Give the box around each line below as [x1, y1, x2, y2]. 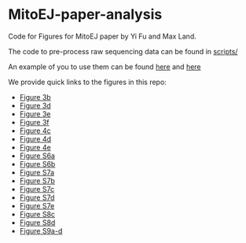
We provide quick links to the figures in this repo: [8, 77, 167, 87]
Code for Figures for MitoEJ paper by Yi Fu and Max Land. [8, 31, 196, 41]
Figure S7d [19, 193, 55, 202]
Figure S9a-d [19, 226, 63, 235]
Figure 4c [19, 126, 51, 135]
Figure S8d [19, 218, 56, 227]
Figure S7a [19, 168, 55, 177]
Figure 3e [19, 109, 51, 119]
